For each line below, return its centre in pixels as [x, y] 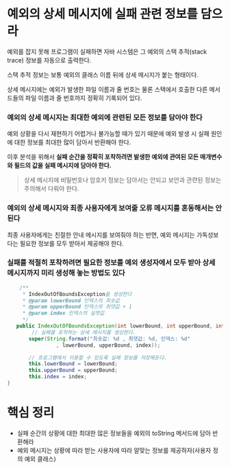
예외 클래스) [40, 459]
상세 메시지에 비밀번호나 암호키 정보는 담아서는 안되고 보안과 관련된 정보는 [123, 180]
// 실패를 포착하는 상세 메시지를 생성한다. [84, 332]
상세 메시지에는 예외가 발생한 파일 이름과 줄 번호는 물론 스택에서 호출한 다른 [107, 89]
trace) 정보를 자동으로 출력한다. [49, 60]
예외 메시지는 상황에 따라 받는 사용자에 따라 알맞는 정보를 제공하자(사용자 [114, 450]
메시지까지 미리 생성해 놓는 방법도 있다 [66, 273]
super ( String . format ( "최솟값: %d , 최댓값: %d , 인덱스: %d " [109, 339]
